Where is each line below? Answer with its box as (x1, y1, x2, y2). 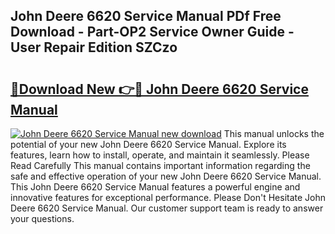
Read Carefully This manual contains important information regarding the (10, 160, 311, 171)
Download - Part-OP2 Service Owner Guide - (10, 24, 295, 41)
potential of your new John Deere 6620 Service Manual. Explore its (10, 139, 287, 150)
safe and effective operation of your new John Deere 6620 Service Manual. (10, 170, 322, 182)
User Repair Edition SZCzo (10, 39, 178, 56)
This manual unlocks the (223, 128, 325, 139)
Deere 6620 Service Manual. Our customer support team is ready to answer (10, 202, 324, 214)
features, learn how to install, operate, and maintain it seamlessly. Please (10, 149, 310, 161)
